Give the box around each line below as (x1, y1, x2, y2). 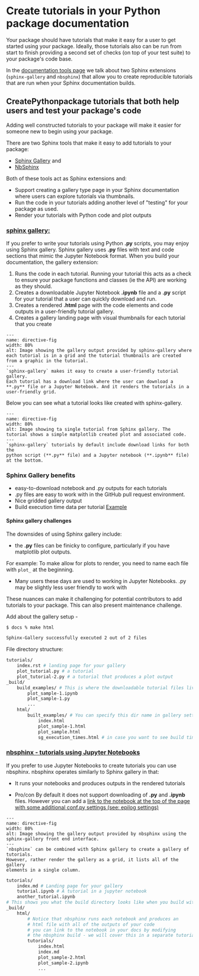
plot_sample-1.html (37, 723, 86, 729)
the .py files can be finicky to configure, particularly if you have (14, 542, 170, 549)
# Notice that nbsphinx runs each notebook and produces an (27, 916, 179, 922)
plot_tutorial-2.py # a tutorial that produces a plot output (17, 674, 174, 680)
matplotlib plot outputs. (14, 548, 72, 555)
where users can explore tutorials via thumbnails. (14, 193, 135, 200)
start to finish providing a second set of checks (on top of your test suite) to (6, 49, 191, 56)
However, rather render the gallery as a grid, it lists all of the (6, 856, 179, 863)
